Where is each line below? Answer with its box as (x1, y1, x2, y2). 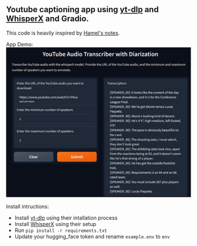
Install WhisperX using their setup (14, 220, 97, 227)
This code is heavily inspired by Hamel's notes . (6, 29, 120, 36)
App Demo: (6, 40, 33, 47)
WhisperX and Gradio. (6, 14, 89, 24)
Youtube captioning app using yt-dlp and (6, 5, 159, 15)
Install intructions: (6, 203, 49, 210)
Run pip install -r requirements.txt (14, 227, 107, 234)
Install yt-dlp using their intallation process (14, 214, 118, 221)
